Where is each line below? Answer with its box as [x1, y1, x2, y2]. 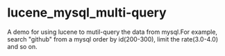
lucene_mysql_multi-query [7, 5, 167, 21]
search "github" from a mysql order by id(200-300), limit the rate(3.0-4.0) [7, 35, 219, 43]
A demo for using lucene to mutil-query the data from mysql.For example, [7, 28, 217, 36]
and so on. [7, 42, 38, 50]
